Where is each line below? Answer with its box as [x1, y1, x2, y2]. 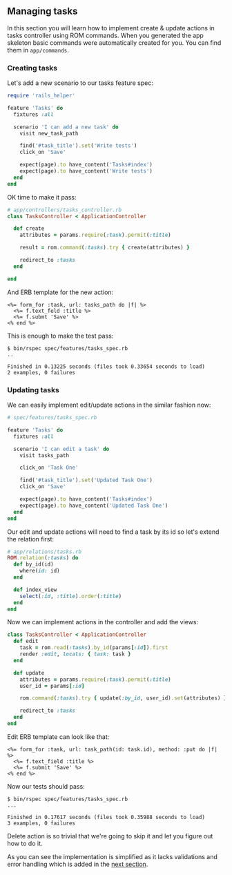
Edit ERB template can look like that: [7, 732, 110, 741]
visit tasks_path [19, 452, 70, 459]
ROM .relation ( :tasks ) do [7, 555, 79, 561]
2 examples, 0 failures [7, 369, 76, 376]
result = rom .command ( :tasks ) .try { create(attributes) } [19, 244, 190, 251]
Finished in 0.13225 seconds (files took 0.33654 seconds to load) [7, 363, 206, 370]
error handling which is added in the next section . [7, 860, 148, 868]
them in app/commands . [7, 46, 69, 54]
